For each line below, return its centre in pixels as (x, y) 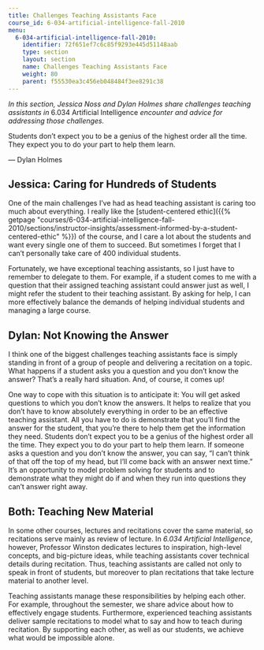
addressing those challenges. (56, 121)
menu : (17, 30)
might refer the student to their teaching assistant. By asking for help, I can (130, 294)
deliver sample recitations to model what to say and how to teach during (125, 621)
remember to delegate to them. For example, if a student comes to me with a (132, 277)
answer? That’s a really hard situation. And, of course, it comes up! (116, 380)
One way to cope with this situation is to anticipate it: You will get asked (124, 395)
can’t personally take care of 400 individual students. (95, 254)
